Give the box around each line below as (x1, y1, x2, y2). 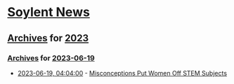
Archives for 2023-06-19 (7, 53, 95, 63)
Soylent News (7, 4, 90, 20)
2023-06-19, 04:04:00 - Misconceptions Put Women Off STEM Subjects (17, 69, 227, 77)
